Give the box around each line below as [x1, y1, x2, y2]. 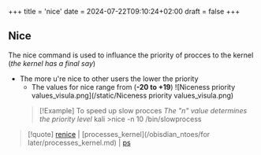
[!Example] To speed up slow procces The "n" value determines [39, 105, 248, 115]
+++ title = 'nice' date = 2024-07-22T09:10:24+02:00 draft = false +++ [8, 7, 240, 16]
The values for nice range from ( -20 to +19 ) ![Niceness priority [31, 82, 236, 91]
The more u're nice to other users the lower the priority [19, 74, 199, 83]
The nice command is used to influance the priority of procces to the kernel [8, 50, 254, 60]
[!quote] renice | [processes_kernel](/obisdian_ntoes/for [27, 129, 211, 138]
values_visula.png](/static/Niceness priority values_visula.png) [31, 90, 234, 100]
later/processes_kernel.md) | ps [27, 138, 132, 147]
